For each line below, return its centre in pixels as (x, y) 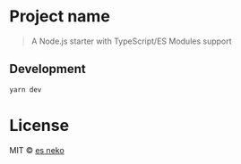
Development (48, 69)
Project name (60, 16)
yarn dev (26, 90)
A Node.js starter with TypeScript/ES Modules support (131, 41)
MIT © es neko (37, 150)
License (39, 125)
